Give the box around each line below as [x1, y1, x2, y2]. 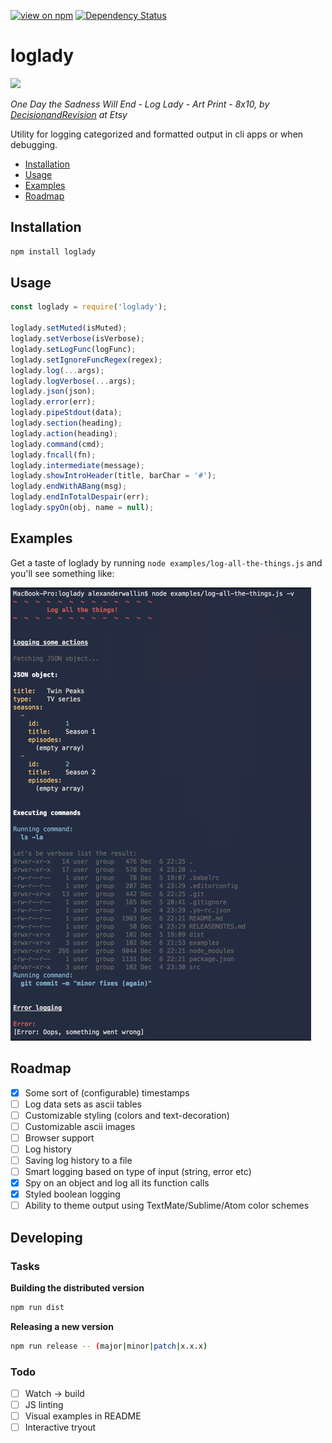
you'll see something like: [10, 567, 115, 579]
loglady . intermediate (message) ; [10, 460, 145, 470]
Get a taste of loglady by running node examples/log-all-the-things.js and [10, 556, 323, 569]
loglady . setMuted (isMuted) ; [10, 323, 128, 334]
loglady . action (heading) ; [10, 428, 118, 439]
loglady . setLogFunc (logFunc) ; [10, 344, 137, 354]
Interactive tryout [24, 1421, 97, 1434]
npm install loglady [10, 246, 97, 257]
